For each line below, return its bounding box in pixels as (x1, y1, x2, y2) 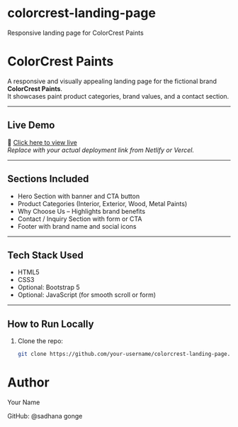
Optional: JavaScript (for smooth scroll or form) (17, 291, 156, 299)
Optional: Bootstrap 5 (17, 283, 80, 292)
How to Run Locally (7, 318, 94, 330)
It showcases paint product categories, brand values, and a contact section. (7, 92, 229, 100)
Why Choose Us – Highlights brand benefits (17, 207, 146, 215)
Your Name (7, 398, 40, 406)
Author (7, 374, 50, 391)
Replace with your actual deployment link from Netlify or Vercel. (7, 146, 195, 154)
